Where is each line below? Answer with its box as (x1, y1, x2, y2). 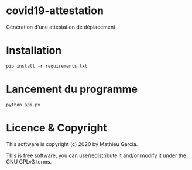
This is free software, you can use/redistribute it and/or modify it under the (6, 152, 186, 159)
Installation (6, 44, 62, 57)
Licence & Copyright (6, 122, 107, 134)
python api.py (6, 102, 41, 107)
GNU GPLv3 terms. (6, 158, 52, 165)
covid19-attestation (6, 4, 104, 18)
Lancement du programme (6, 83, 138, 96)
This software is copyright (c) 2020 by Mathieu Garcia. (6, 140, 138, 147)
